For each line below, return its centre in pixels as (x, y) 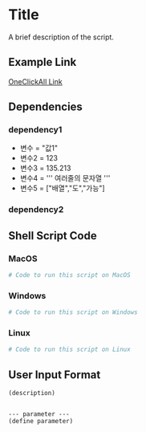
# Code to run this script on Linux (69, 350)
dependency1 (35, 130)
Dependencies (45, 107)
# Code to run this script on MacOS (69, 275)
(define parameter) (41, 422)
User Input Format (55, 375)
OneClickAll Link (35, 81)
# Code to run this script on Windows (73, 312)
